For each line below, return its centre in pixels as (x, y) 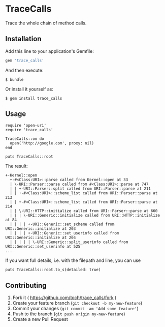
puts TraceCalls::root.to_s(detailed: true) (53, 270)
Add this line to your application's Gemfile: (49, 51)
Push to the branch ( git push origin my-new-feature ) (69, 314)
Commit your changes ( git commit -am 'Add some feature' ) (75, 309)
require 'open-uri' (26, 126)
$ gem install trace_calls (34, 98)
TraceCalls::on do (25, 139)
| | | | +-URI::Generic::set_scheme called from (62, 224)
